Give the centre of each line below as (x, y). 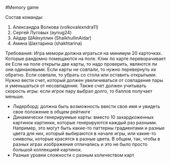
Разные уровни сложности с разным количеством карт (73, 155)
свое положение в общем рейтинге (52, 112)
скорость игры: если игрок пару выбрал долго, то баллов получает (79, 91)
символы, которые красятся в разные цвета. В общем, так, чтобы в (86, 139)
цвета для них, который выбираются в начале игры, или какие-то (84, 133)
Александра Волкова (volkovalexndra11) (55, 27)
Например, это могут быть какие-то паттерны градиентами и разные (89, 128)
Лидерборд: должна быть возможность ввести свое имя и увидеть (86, 106)
